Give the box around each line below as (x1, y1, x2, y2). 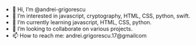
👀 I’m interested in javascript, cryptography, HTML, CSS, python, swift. (12, 12, 190, 19)
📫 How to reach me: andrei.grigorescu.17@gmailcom (12, 32, 147, 39)
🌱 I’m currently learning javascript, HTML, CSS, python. (12, 19, 152, 26)
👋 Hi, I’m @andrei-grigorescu (12, 6, 86, 13)
